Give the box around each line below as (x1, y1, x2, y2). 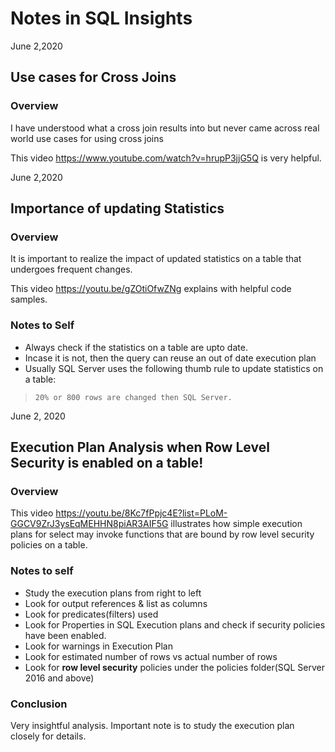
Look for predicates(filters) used (24, 608, 159, 620)
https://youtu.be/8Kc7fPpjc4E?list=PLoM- (55, 507, 228, 519)
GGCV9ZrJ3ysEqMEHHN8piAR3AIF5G (10, 518, 169, 530)
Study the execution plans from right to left (24, 587, 202, 599)
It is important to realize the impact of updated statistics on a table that (10, 253, 302, 265)
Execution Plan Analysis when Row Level (10, 439, 270, 456)
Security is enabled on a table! (10, 455, 204, 471)
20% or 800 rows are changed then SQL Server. (34, 392, 233, 402)
